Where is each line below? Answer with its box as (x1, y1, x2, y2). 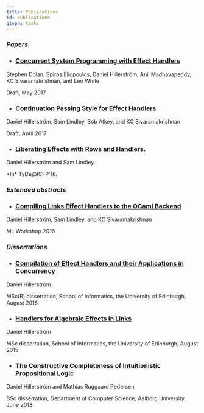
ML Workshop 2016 (6, 228, 55, 235)
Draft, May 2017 (6, 89, 46, 96)
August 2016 (6, 299, 38, 306)
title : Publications (6, 9, 59, 15)
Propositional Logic (15, 369, 74, 378)
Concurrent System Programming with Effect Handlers (15, 57, 181, 65)
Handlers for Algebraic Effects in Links (15, 314, 132, 323)
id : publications (6, 15, 51, 21)
